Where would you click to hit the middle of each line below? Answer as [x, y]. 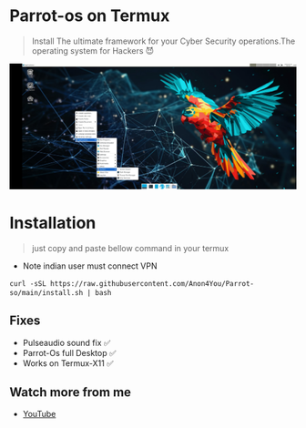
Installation [53, 223]
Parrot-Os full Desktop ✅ [69, 352]
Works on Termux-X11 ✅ [68, 363]
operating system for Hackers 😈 [93, 50]
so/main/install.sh [46, 292]
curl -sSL [28, 283]
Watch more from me [71, 392]
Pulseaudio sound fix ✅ [66, 342]
